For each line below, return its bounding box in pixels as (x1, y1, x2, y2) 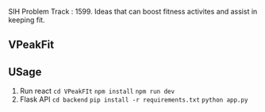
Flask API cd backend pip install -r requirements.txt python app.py (19, 95, 248, 104)
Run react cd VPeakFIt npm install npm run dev (19, 87, 175, 96)
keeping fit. (8, 15, 45, 25)
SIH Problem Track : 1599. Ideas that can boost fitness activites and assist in (8, 7, 258, 16)
